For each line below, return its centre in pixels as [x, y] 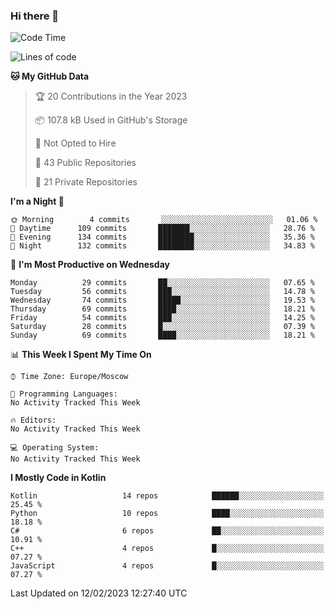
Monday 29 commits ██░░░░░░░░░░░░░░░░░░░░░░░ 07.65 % [162, 283]
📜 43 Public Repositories [85, 163]
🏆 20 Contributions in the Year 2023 [111, 96]
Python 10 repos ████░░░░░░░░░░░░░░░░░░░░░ [167, 514]
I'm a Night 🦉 [37, 201]
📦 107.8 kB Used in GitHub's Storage [111, 120]
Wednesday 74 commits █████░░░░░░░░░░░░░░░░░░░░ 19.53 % [162, 300]
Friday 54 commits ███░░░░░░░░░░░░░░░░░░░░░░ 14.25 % [162, 318]
